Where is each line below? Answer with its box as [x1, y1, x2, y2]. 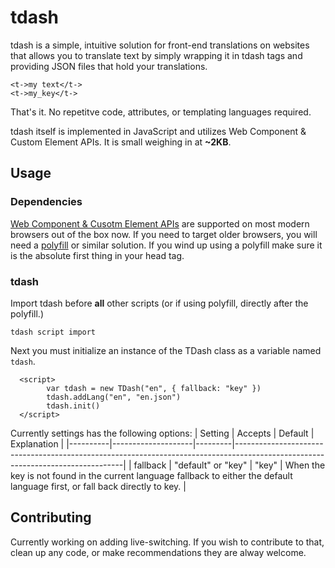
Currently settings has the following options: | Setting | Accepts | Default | [10, 427, 315, 439]
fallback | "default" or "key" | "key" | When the [133, 459, 326, 471]
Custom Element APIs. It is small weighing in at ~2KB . [10, 136, 232, 148]
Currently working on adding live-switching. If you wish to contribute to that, [10, 536, 325, 548]
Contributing [10, 509, 92, 526]
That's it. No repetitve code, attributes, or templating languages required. [10, 106, 312, 118]
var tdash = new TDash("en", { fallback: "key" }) [46, 383, 262, 393]
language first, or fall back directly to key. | [10, 480, 187, 492]
